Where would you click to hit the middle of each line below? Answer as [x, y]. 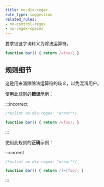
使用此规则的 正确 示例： [29, 142]
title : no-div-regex [27, 10]
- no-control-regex [25, 24]
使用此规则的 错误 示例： [29, 94]
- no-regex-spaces [24, 29]
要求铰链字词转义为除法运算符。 [38, 44]
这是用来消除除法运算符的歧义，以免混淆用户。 [53, 83]
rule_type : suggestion [29, 15]
